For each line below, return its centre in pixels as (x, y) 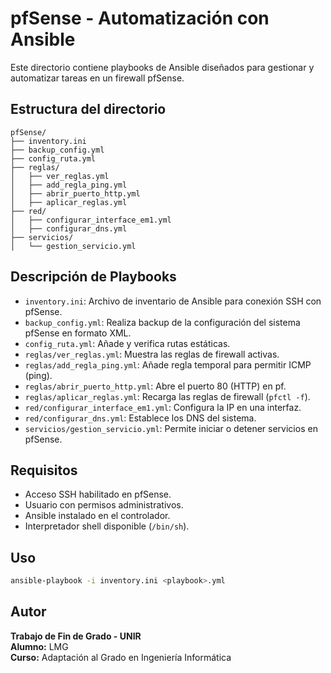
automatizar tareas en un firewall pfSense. (97, 78)
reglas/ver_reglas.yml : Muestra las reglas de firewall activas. (152, 354)
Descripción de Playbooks (93, 277)
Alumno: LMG (39, 646)
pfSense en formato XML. (78, 333)
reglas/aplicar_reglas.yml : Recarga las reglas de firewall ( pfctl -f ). (167, 396)
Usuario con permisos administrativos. (104, 505)
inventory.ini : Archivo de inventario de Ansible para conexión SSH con (173, 301)
